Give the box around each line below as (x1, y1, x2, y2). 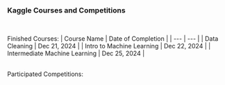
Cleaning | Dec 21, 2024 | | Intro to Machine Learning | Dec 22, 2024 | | (7, 42, 211, 50)
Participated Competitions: (7, 70, 83, 78)
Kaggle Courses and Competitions (7, 6, 126, 15)
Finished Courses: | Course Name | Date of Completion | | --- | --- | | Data (7, 35, 219, 43)
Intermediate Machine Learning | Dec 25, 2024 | (7, 49, 145, 57)
